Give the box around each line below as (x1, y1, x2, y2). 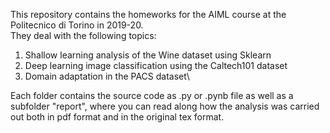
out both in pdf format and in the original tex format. (10, 111, 225, 123)
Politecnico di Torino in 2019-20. (10, 19, 144, 31)
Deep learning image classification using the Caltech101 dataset (24, 60, 288, 71)
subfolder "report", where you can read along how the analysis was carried (10, 100, 320, 112)
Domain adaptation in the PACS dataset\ (24, 70, 190, 82)
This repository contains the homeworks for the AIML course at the (10, 9, 287, 20)
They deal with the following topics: (10, 30, 157, 41)
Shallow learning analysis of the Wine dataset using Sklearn (24, 49, 272, 61)
